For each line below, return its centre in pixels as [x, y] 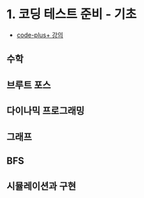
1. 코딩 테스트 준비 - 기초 [72, 14]
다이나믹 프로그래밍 [46, 111]
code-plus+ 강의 [40, 35]
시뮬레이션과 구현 [41, 186]
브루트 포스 [29, 85]
